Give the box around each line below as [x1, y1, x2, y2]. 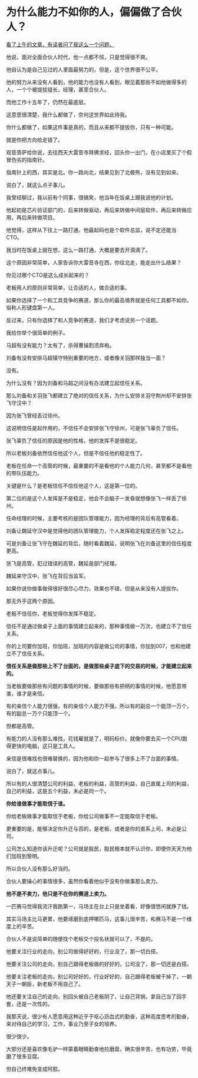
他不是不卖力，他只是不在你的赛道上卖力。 [6, 890, 110, 897]
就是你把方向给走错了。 [6, 136, 63, 143]
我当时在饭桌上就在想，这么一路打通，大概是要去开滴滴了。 [6, 246, 151, 253]
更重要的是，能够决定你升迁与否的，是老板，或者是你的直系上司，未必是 [6, 825, 181, 832]
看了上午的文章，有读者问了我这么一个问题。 [6, 41, 115, 48]
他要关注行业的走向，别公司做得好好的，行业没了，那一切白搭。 [6, 947, 161, 955]
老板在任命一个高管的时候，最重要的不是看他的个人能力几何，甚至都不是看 [6, 462, 187, 469]
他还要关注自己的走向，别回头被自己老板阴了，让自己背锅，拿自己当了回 [6, 993, 181, 1000]
